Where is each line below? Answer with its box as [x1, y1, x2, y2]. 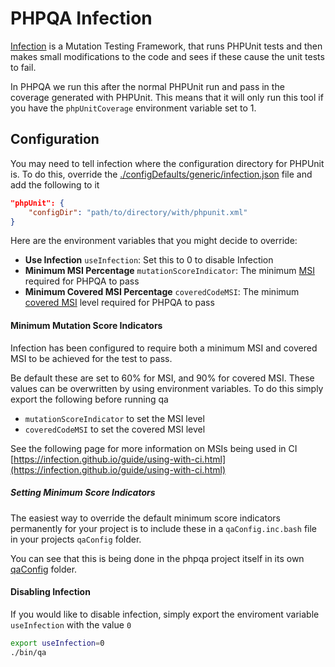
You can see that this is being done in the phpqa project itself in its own [10, 552, 305, 564]
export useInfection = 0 [10, 638, 105, 648]
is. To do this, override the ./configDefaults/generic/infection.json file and [10, 168, 313, 180]
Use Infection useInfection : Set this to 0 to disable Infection [24, 254, 274, 266]
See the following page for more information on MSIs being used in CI [10, 442, 298, 454]
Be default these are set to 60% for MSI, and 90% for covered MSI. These [10, 372, 315, 384]
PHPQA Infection [10, 7, 153, 30]
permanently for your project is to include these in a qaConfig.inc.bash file [10, 522, 317, 534]
